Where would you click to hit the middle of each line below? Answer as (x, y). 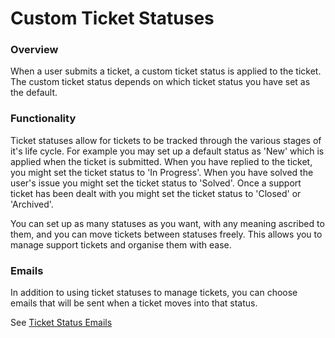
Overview (34, 50)
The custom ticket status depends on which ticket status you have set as (160, 82)
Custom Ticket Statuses (112, 18)
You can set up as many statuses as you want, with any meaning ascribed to (167, 223)
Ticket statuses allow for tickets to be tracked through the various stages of (166, 140)
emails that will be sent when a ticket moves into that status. (134, 303)
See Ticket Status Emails (61, 323)
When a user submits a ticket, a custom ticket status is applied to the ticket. (166, 71)
